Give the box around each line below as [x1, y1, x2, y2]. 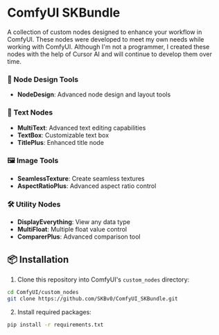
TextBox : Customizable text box [17, 130, 109, 139]
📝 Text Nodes [7, 108, 53, 117]
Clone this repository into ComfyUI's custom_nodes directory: [17, 275, 190, 284]
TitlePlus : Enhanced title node [17, 138, 104, 146]
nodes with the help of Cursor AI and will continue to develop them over [7, 50, 213, 58]
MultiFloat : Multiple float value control [17, 225, 127, 234]
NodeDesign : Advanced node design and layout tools [17, 90, 171, 98]
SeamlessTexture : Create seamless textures [17, 174, 145, 182]
